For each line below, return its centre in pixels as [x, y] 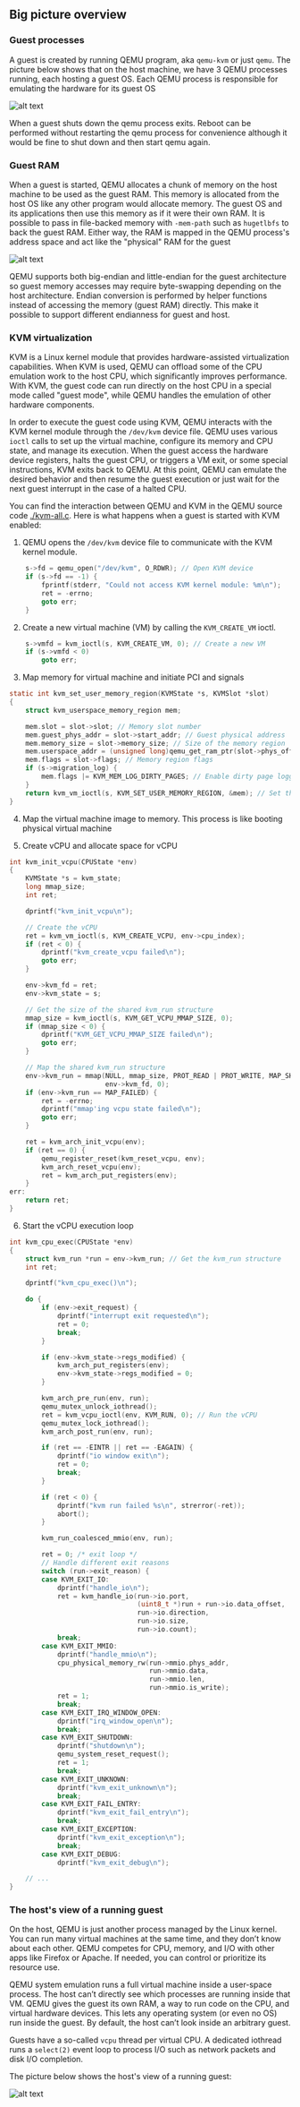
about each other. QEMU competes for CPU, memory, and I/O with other [142, 1949]
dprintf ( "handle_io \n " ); [103, 1588]
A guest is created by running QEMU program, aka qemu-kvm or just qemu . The [150, 60]
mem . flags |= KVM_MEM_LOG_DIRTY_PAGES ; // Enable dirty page [158, 777]
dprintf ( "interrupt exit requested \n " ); [133, 1316]
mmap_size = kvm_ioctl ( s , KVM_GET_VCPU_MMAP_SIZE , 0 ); [129, 1018]
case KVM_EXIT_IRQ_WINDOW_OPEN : [102, 1713]
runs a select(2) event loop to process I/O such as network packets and [143, 2050]
